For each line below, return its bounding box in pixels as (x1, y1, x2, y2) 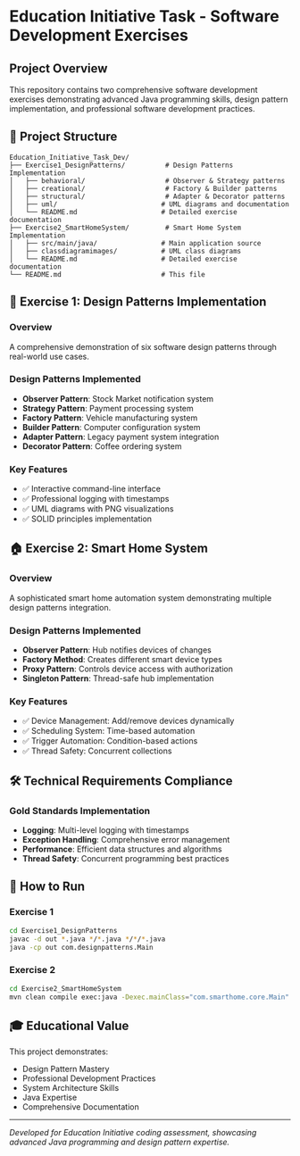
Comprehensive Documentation (21, 1102, 140, 1112)
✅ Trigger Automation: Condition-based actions (21, 736, 198, 746)
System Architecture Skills (21, 1083, 120, 1094)
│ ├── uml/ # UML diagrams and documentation (9, 199, 290, 209)
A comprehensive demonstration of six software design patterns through (9, 341, 277, 352)
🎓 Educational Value (9, 1018, 129, 1033)
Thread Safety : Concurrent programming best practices (21, 853, 229, 864)
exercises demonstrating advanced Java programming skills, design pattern (9, 94, 288, 104)
